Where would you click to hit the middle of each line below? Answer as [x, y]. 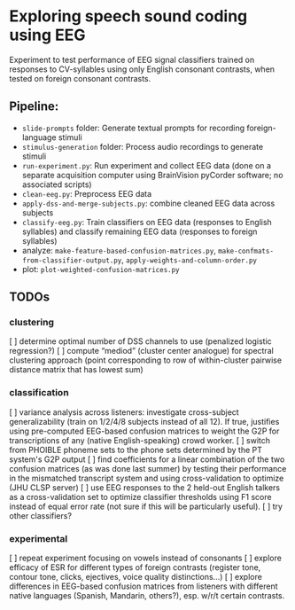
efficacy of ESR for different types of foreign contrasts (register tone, [135, 567]
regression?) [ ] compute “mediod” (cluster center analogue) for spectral [142, 351]
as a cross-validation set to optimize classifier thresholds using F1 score [140, 497]
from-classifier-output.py [72, 260]
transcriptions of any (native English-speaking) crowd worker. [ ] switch [140, 440]
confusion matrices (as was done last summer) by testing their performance [148, 468]
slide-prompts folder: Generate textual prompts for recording [133, 128]
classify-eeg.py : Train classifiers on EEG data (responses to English [147, 222]
